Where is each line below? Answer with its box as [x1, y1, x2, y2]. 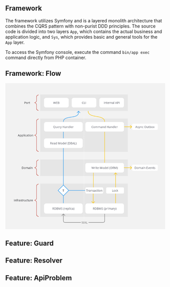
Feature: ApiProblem [5, 273, 72, 282]
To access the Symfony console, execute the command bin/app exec [5, 49, 150, 55]
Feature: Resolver [5, 256, 62, 265]
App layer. [5, 39, 25, 45]
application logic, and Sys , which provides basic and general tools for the [5, 34, 158, 40]
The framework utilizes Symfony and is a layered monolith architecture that [5, 17, 162, 23]
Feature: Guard [5, 239, 54, 247]
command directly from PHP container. [5, 54, 87, 61]
